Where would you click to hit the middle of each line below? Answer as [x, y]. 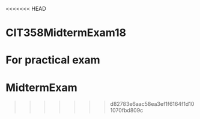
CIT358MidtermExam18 [66, 33]
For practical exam [53, 60]
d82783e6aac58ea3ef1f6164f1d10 [152, 104]
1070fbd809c [127, 111]
